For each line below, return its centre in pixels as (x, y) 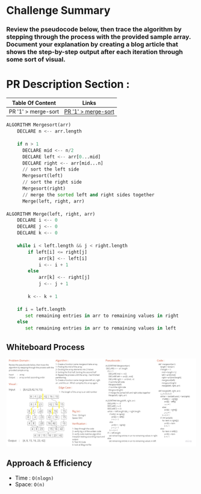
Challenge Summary (58, 11)
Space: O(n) (30, 484)
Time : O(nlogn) (34, 478)
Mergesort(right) (44, 189)
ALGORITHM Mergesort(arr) (39, 125)
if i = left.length (42, 309)
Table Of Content (34, 102)
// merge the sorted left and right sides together (88, 195)
